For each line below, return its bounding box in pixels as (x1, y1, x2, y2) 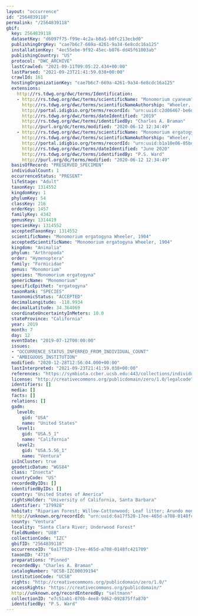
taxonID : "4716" (11, 552, 51, 558)
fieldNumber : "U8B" (11, 530, 60, 536)
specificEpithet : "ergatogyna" (11, 283, 88, 289)
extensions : (11, 86, 41, 91)
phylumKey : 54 (11, 195, 46, 201)
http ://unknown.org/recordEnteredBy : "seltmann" (11, 590, 133, 596)
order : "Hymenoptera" (11, 255, 65, 261)
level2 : (16, 442, 35, 448)
